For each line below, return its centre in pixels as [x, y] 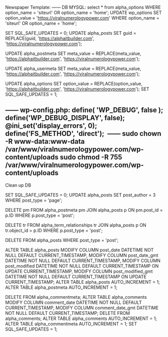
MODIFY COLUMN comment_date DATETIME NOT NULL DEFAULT [73, 302]
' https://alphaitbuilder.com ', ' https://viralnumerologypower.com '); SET [77, 89]
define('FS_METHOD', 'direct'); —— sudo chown [83, 134]
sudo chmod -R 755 [91, 157]
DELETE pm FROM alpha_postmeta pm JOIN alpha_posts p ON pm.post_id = [84, 210]
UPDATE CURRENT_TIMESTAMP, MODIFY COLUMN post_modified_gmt [79, 271]
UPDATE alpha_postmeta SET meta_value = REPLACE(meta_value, [73, 53]
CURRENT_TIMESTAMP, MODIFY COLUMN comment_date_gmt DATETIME [82, 308]
